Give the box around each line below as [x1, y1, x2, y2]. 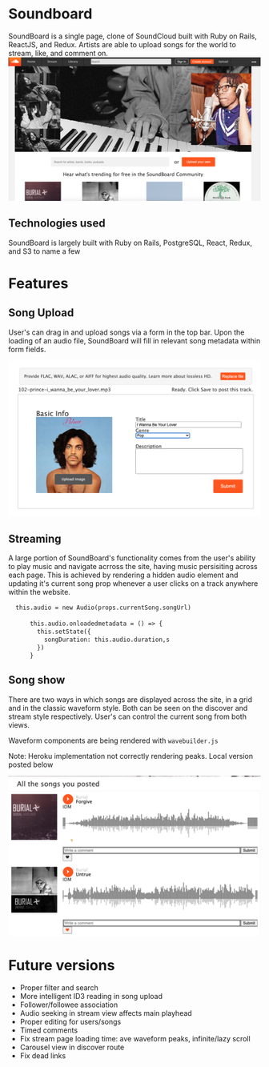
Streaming [8, 531, 62, 545]
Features [8, 274, 69, 292]
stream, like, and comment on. [8, 48, 108, 58]
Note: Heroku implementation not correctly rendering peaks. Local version [8, 751, 254, 760]
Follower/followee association [19, 1000, 118, 1009]
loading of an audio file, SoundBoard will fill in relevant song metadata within [8, 335, 261, 345]
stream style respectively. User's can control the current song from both [8, 712, 247, 721]
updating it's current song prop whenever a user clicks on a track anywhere [8, 579, 259, 588]
